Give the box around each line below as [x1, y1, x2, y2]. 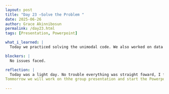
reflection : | [5, 67, 35, 72]
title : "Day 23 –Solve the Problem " [5, 12, 84, 17]
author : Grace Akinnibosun [5, 21, 62, 27]
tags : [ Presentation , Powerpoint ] [5, 31, 78, 36]
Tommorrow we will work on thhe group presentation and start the [5, 76, 147, 82]
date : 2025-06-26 [5, 17, 42, 22]
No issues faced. [10, 58, 46, 63]
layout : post [5, 7, 33, 13]
